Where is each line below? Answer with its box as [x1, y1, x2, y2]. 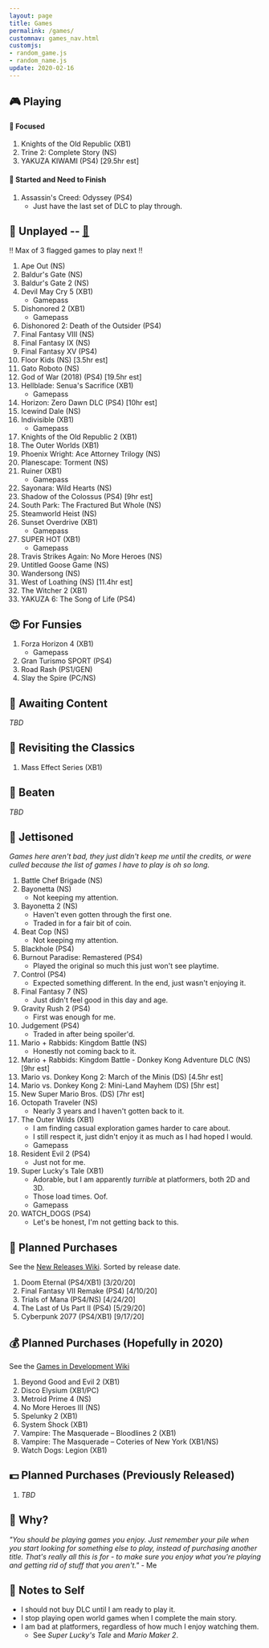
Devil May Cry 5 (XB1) [20, 287, 93, 297]
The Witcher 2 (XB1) [20, 586, 88, 596]
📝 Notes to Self [9, 1584, 85, 1597]
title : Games [9, 19, 53, 27]
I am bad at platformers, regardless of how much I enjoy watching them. [20, 1621, 259, 1632]
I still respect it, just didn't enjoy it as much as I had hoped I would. [32, 1132, 253, 1142]
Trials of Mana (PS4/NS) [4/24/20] [20, 1295, 136, 1305]
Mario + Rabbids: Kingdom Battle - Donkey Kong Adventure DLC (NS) [20, 1055, 251, 1065]
